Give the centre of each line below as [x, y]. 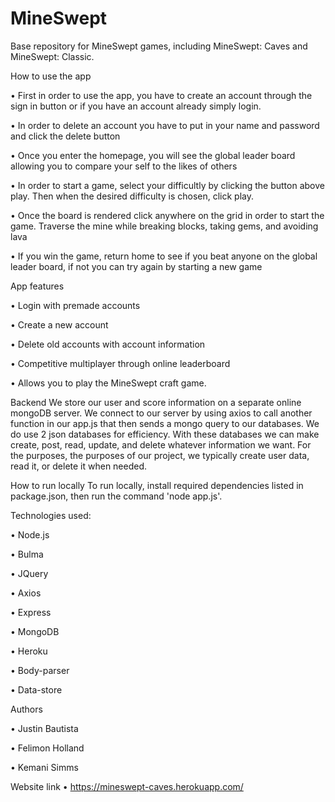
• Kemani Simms [44, 767]
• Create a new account [59, 324]
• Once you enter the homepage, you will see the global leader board [153, 155]
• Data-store [36, 689]
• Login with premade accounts [75, 305]
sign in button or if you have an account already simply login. [136, 106]
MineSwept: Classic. [52, 56]
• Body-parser [40, 670]
